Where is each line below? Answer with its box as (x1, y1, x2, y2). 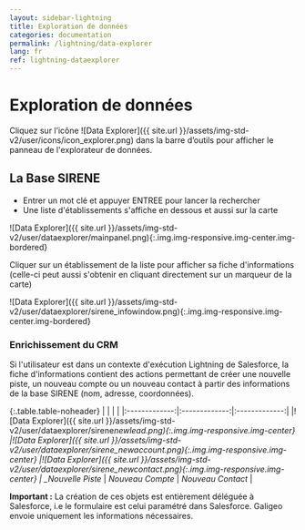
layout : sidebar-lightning (9, 13, 112, 23)
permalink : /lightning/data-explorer (9, 38, 153, 48)
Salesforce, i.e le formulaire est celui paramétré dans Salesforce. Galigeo (9, 501, 283, 512)
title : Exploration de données (9, 22, 128, 31)
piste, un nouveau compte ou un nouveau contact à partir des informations (9, 379, 290, 390)
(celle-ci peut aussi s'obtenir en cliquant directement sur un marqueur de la (9, 269, 293, 280)
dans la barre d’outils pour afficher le (136, 134, 274, 146)
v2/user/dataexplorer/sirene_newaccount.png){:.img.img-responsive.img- (9, 444, 287, 455)
